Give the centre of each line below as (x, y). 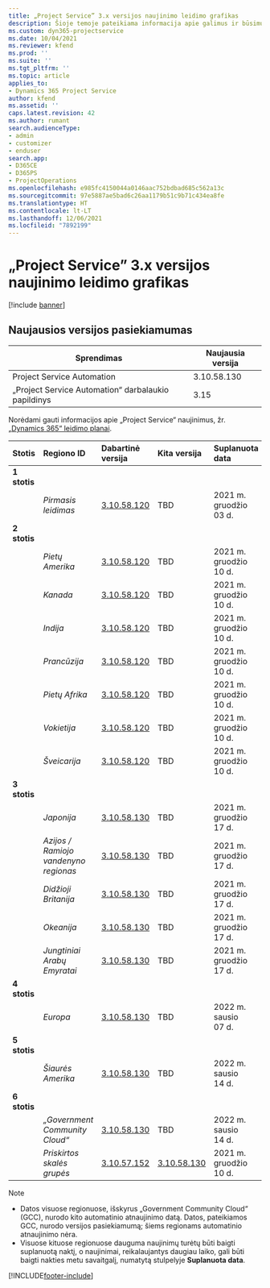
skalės (55, 1163)
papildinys (32, 400)
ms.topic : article (39, 76)
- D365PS (23, 173)
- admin (21, 135)
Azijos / (57, 841)
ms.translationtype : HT (48, 203)
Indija (53, 628)
